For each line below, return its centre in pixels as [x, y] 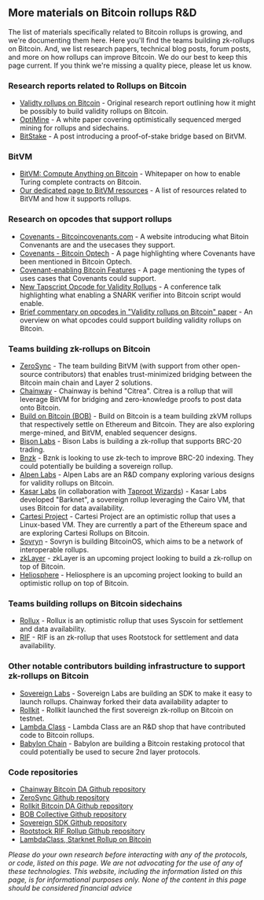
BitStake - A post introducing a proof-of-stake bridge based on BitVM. [133, 136]
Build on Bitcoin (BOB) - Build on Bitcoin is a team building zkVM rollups [136, 416]
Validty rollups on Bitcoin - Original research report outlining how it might [137, 103]
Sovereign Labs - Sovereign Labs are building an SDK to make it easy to [136, 693]
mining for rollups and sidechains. [74, 128]
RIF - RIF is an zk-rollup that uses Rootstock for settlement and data [129, 637]
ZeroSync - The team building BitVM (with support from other [119, 366]
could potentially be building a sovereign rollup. [96, 466]
